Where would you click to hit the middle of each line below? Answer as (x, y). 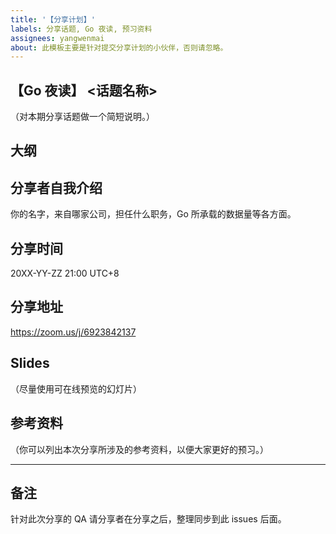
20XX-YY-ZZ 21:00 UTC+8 (65, 273)
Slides (30, 363)
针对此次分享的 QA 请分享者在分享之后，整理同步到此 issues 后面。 (148, 519)
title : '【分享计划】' (53, 19)
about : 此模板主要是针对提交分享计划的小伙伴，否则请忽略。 (119, 47)
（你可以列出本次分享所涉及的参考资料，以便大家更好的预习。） (139, 449)
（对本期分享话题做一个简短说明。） (82, 117)
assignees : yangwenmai (57, 38)
